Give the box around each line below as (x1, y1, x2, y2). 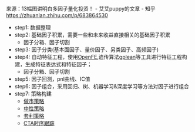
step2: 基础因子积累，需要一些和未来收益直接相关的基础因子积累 (14, 31, 170, 38)
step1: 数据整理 (14, 24, 51, 31)
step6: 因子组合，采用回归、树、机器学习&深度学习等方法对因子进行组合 (14, 83, 190, 90)
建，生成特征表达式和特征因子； (14, 61, 92, 68)
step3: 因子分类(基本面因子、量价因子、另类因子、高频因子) (14, 46, 159, 53)
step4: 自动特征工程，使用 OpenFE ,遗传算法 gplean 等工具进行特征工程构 (14, 54, 187, 60)
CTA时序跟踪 (23, 120, 55, 127)
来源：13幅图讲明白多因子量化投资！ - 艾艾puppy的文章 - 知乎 (6, 5, 156, 12)
